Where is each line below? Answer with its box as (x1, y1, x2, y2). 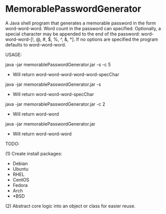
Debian (12, 160, 28, 167)
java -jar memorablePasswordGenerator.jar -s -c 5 (5, 61, 111, 67)
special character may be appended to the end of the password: (5, 31, 140, 37)
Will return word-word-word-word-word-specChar (12, 71, 120, 77)
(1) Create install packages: (5, 150, 63, 156)
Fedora (12, 182, 28, 188)
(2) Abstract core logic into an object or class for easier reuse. (5, 203, 136, 209)
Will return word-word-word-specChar (12, 91, 94, 97)
